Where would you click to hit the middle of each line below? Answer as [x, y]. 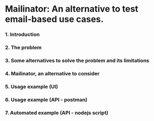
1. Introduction [22, 35]
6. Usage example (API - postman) [46, 100]
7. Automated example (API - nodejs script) [57, 113]
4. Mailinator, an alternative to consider [52, 73]
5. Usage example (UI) [32, 86]
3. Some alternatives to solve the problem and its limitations [77, 60]
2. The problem [23, 48]
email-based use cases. [54, 19]
